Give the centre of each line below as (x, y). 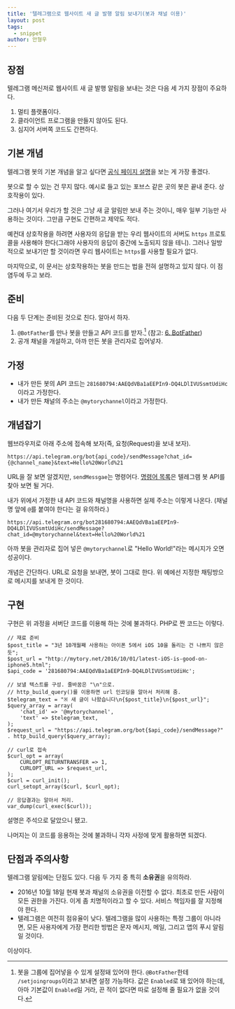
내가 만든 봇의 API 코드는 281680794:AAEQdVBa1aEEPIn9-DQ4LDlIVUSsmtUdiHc (122, 384)
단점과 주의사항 (38, 860)
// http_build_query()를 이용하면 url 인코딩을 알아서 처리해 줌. (94, 692)
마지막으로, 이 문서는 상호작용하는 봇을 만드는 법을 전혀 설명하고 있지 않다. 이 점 (115, 266)
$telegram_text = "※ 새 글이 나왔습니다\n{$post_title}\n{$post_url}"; (108, 700)
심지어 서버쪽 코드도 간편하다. (58, 129)
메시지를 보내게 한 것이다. (49, 580)
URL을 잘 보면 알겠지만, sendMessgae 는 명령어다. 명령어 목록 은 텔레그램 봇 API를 (116, 476)
